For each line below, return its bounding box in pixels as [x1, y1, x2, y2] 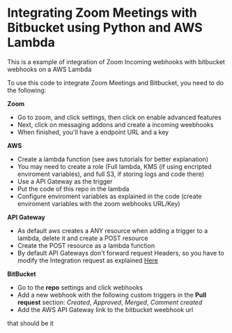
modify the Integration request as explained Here [17, 256, 159, 265]
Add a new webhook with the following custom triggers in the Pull [17, 290, 207, 299]
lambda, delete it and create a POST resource [17, 234, 148, 242]
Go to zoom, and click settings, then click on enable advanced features [17, 113, 222, 121]
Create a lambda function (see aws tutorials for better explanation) [17, 155, 209, 163]
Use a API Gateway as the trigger [17, 177, 113, 186]
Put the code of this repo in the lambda [17, 184, 130, 193]
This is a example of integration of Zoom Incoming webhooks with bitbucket [7, 57, 225, 66]
